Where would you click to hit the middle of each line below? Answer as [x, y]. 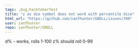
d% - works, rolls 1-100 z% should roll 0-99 [49, 41]
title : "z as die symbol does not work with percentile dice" [70, 14]
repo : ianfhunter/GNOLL [29, 28]
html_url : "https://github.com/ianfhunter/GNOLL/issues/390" [69, 18]
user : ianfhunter [23, 23]
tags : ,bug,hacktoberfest [31, 9]
